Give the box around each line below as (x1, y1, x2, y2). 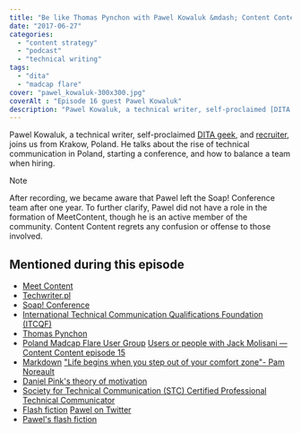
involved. (9, 230, 43, 242)
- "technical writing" (17, 55, 102, 64)
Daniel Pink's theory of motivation (21, 376, 148, 386)
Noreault (21, 367, 56, 377)
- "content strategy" (17, 38, 99, 48)
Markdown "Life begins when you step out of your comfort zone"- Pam (21, 357, 285, 368)
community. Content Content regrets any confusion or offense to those (9, 221, 271, 232)
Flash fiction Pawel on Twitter (21, 404, 132, 415)
